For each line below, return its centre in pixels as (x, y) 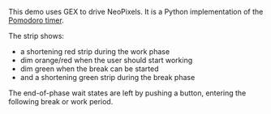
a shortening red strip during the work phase (95, 51)
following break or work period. (61, 101)
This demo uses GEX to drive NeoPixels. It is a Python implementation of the (136, 12)
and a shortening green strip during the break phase (108, 77)
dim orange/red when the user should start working (106, 60)
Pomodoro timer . (37, 20)
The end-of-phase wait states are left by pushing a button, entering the (127, 93)
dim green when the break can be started (90, 69)
